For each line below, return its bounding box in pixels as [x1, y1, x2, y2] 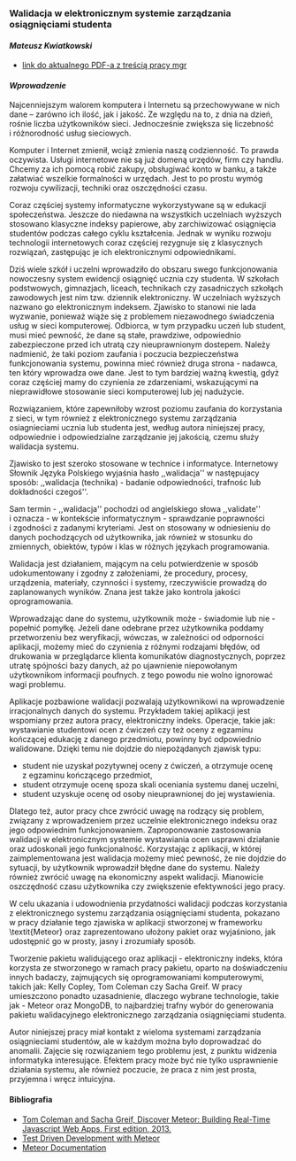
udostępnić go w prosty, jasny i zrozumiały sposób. [9, 936, 196, 947]
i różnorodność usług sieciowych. [9, 128, 132, 139]
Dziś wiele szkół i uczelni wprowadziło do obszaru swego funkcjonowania [9, 264, 278, 275]
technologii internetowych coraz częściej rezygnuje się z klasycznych [9, 237, 263, 248]
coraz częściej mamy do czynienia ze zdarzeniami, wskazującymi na [9, 377, 259, 388]
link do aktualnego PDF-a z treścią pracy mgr [21, 60, 187, 71]
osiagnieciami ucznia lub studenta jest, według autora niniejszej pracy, [9, 422, 266, 433]
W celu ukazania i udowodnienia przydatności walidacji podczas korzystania [9, 898, 288, 909]
